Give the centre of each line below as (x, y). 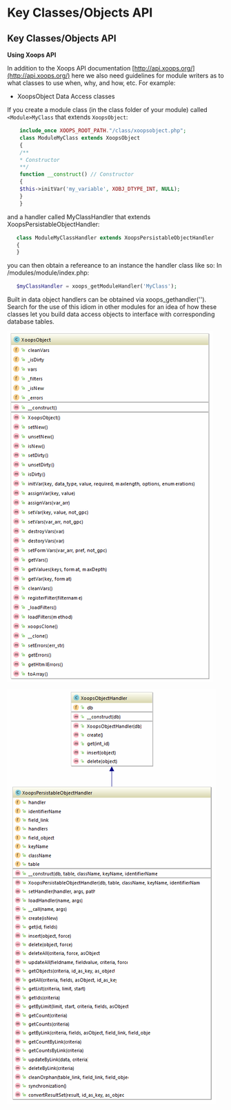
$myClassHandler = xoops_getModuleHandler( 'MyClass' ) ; (97, 286)
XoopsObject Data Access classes (66, 96)
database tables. (31, 322)
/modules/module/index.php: (48, 273)
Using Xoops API (32, 55)
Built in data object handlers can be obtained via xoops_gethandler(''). (107, 299)
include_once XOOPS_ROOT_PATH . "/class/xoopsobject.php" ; (103, 131)
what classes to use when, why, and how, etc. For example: (91, 83)
